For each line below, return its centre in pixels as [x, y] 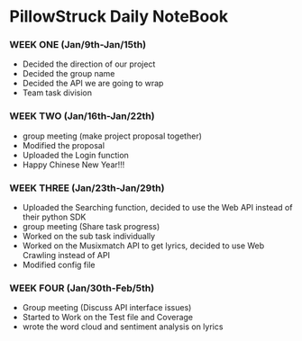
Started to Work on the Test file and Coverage [108, 318]
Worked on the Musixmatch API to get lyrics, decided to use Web [143, 246]
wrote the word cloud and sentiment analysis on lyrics [123, 327]
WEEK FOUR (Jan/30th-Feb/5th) [82, 288]
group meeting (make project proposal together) [112, 136]
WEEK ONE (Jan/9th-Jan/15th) [78, 45]
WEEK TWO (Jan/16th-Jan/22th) [82, 116]
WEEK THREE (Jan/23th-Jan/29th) [87, 188]
